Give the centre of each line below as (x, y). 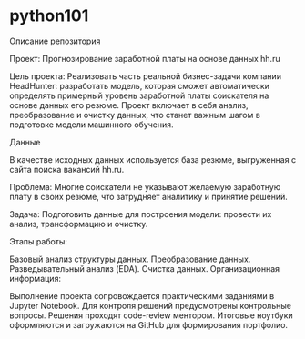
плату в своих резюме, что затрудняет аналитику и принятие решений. (149, 196)
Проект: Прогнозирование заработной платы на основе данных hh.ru (145, 58)
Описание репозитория (55, 41)
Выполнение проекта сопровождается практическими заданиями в (142, 295)
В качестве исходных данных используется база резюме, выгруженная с (153, 159)
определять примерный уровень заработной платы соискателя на (139, 95)
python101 (49, 16)
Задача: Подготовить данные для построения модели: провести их (141, 214)
